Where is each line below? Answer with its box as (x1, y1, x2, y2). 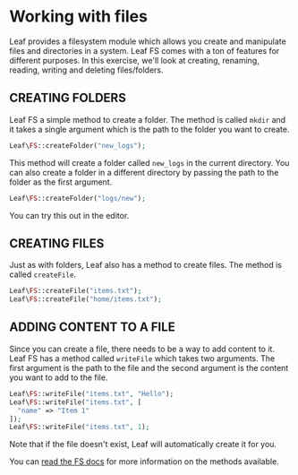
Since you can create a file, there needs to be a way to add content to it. (9, 343, 276, 354)
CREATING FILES (9, 236, 105, 251)
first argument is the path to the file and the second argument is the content (9, 362, 289, 373)
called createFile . (9, 269, 77, 280)
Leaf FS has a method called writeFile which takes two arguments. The (9, 352, 276, 364)
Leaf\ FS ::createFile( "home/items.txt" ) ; (9, 295, 163, 304)
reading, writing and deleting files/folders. (9, 65, 164, 75)
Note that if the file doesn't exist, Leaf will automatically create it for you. (9, 439, 277, 450)
